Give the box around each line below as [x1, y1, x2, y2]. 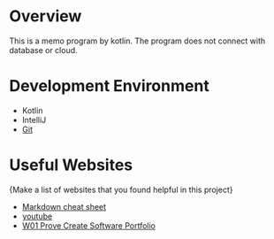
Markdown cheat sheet [21, 201, 107, 212]
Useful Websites [9, 155, 133, 175]
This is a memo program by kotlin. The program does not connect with [9, 35, 266, 46]
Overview [9, 6, 82, 27]
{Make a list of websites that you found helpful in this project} [9, 184, 233, 195]
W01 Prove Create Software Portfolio [21, 220, 156, 231]
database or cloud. [9, 44, 78, 55]
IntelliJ [21, 114, 47, 125]
